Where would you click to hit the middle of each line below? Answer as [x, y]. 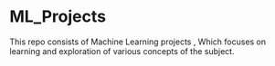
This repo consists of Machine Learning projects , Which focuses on [138, 42]
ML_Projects [58, 17]
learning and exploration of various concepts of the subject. [122, 51]
